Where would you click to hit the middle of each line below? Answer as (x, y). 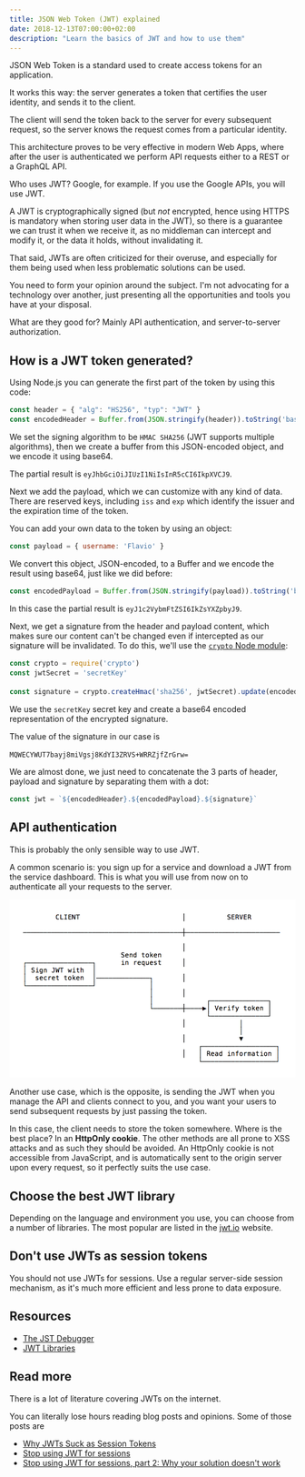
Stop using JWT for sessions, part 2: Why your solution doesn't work (152, 1462)
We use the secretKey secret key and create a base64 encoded (128, 709)
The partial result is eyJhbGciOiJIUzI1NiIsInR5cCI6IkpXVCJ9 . (121, 474)
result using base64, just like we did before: (91, 573)
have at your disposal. (51, 305)
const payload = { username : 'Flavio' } (87, 546)
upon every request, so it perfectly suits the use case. (110, 1168)
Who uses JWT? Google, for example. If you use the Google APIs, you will (148, 184)
